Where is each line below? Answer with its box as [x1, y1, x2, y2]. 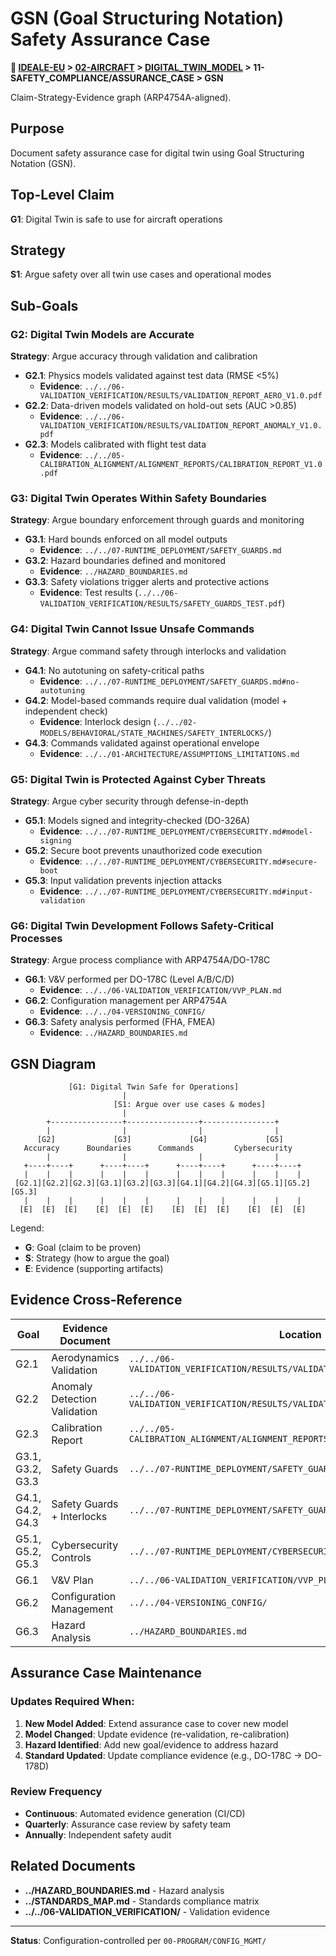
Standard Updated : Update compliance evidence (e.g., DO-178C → [24, 1749, 303, 1761]
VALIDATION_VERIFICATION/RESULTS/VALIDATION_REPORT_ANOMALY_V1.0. [39, 421, 323, 431]
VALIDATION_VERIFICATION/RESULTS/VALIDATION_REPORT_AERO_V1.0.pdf [39, 391, 323, 401]
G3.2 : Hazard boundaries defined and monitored [24, 555, 226, 567]
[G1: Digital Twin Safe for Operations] [68, 1082, 240, 1092]
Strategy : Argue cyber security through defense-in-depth [10, 795, 249, 807]
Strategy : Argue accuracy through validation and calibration [10, 350, 258, 362]
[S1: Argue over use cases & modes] [113, 1100, 267, 1110]
